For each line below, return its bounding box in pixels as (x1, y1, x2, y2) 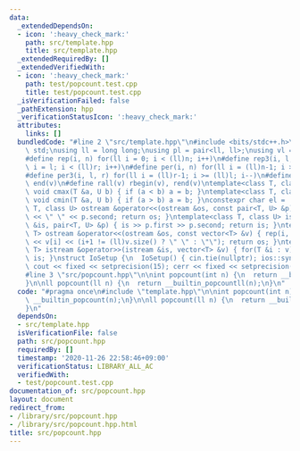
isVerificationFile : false (17, 329, 118, 338)
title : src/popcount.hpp (9, 428, 102, 438)
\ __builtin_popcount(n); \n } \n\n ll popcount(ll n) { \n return (25, 296, 266, 305)
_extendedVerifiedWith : (17, 63, 105, 72)
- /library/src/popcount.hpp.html (9, 420, 138, 429)
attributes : (17, 121, 62, 130)
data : (9, 13, 29, 22)
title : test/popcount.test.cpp (25, 88, 142, 96)
